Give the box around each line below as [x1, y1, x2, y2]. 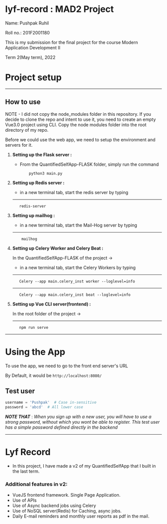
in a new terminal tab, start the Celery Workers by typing [19, 264, 136, 270]
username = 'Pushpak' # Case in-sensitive [5, 400, 97, 405]
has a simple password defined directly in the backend [5, 424, 118, 430]
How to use [5, 98, 41, 106]
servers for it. [5, 142, 33, 148]
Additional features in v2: [5, 481, 68, 488]
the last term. [12, 468, 40, 475]
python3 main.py [29, 171, 63, 176]
